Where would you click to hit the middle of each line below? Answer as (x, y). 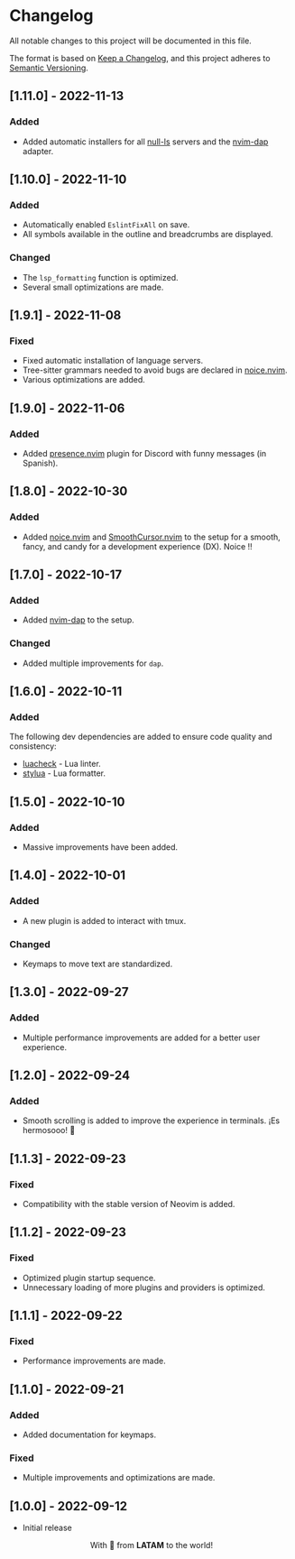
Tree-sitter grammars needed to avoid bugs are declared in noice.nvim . (155, 370)
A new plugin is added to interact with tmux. (104, 920)
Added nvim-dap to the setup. (78, 620)
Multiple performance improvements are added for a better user (141, 1038)
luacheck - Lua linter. (61, 764)
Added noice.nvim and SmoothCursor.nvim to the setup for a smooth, (152, 537)
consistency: (33, 746)
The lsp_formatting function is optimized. (100, 277)
